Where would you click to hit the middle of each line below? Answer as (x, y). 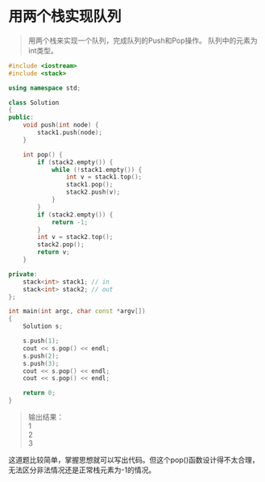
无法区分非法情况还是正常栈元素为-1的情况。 (82, 470)
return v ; (54, 252)
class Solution (34, 103)
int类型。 (43, 50)
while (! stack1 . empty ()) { (97, 170)
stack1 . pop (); (89, 185)
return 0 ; (39, 393)
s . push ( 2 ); (41, 356)
